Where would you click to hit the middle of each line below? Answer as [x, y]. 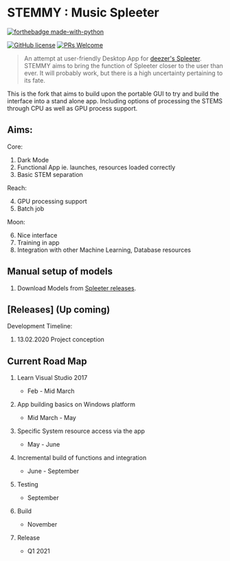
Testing [28, 485]
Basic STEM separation [50, 174]
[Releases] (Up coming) [59, 309]
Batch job [31, 209]
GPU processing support [52, 201]
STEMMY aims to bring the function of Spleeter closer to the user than [123, 65]
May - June [44, 445]
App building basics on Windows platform [76, 405]
